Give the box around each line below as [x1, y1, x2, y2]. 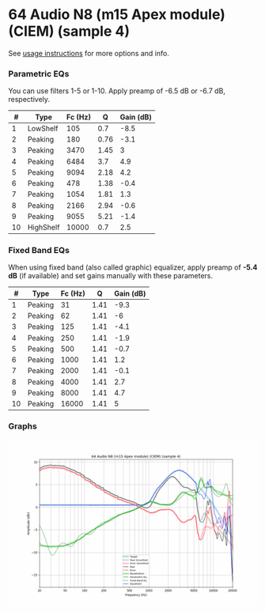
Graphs [8, 421, 37, 432]
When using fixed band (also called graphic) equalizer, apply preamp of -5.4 [8, 263, 258, 272]
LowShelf [27, 123, 59, 133]
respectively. [8, 95, 50, 104]
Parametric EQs [8, 68, 70, 79]
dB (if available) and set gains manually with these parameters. [8, 271, 214, 281]
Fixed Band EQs [8, 244, 70, 255]
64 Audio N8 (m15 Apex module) [8, 6, 225, 24]
